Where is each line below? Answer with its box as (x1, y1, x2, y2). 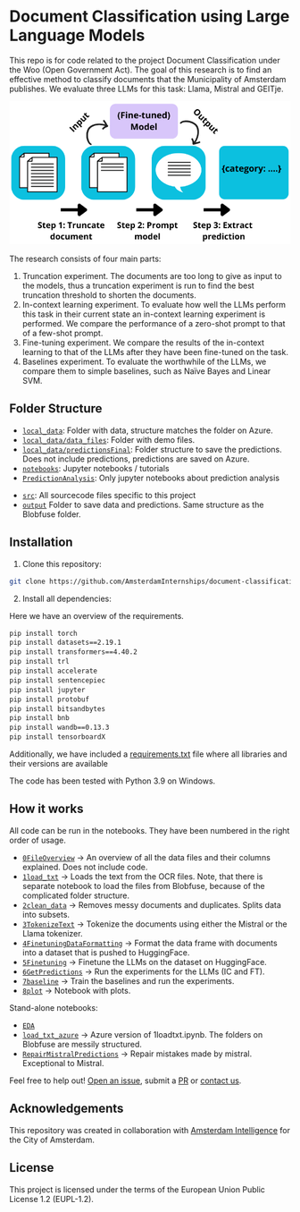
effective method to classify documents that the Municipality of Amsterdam (9, 73, 287, 84)
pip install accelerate (9, 666, 98, 676)
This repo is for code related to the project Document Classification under (9, 55, 281, 65)
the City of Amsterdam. (9, 1134, 96, 1145)
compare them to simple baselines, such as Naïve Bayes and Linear (21, 366, 271, 377)
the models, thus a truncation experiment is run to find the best (21, 280, 254, 292)
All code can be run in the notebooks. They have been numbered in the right (9, 825, 290, 835)
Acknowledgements (9, 1101, 124, 1116)
